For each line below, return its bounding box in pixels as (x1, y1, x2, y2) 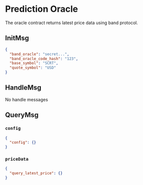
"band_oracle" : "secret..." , (9, 52, 70, 57)
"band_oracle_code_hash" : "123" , (9, 56, 78, 61)
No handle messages (5, 96, 48, 102)
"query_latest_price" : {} (9, 171, 63, 176)
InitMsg (5, 34, 29, 42)
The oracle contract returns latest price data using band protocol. (5, 20, 138, 26)
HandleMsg (5, 84, 41, 92)
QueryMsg (5, 111, 39, 119)
